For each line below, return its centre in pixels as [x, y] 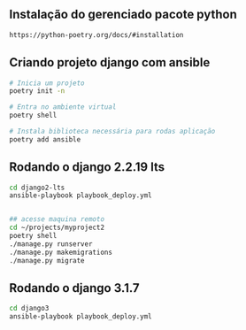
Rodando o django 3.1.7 [74, 288]
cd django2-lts [37, 188]
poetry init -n [37, 91]
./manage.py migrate [47, 260]
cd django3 [29, 309]
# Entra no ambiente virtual [63, 107]
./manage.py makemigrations [61, 252]
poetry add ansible [45, 139]
